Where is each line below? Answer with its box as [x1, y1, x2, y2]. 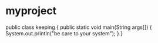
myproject [5, 4, 57, 18]
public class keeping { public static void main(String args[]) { [5, 24, 152, 31]
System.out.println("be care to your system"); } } [5, 29, 123, 37]
